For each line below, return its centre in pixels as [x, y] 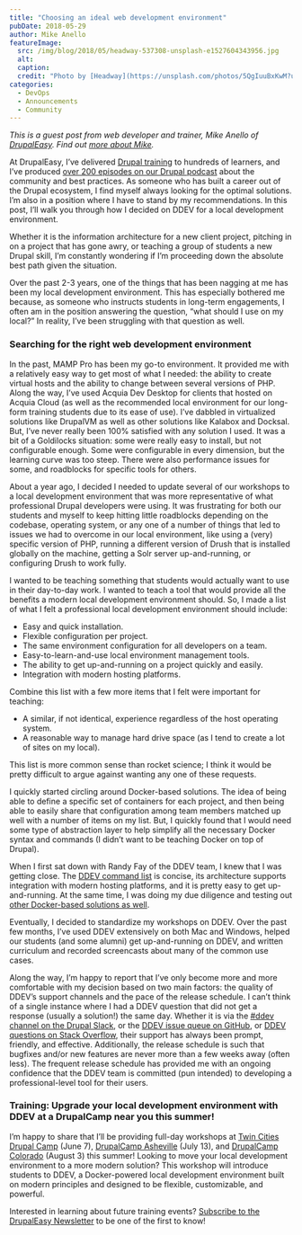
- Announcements [48, 101]
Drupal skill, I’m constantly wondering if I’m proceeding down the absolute [147, 256]
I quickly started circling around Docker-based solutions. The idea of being [148, 791]
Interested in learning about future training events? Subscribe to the [135, 1211]
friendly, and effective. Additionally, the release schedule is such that [137, 1044]
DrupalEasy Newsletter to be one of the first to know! [108, 1221]
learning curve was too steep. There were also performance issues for [140, 459]
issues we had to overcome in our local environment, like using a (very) [141, 534]
